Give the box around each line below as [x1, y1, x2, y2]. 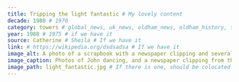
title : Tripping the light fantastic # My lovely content [7, 10, 183, 18]
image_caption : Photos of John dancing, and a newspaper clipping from [7, 57, 224, 64]
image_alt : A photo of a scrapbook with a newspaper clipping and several [7, 51, 234, 58]
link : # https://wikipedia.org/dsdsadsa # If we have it [7, 43, 180, 51]
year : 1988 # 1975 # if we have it [7, 30, 113, 38]
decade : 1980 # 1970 [7, 17, 69, 24]
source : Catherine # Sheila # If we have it [7, 37, 142, 44]
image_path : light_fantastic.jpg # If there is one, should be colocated [7, 63, 231, 71]
